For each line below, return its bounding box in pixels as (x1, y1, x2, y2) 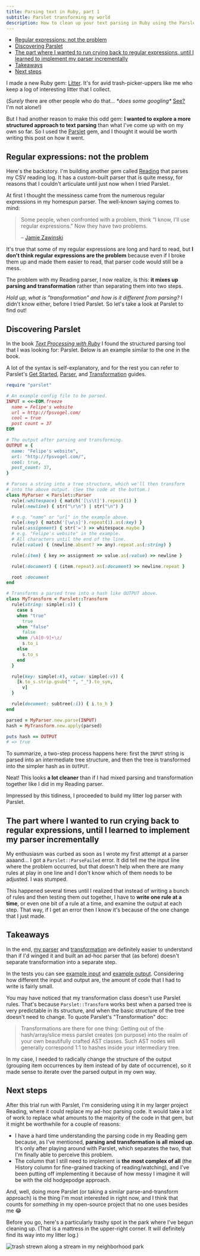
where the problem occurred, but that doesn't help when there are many (6, 863, 183, 870)
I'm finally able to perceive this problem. (14, 1151, 114, 1158)
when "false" (17, 624, 49, 630)
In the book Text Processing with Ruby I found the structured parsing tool (6, 340, 186, 347)
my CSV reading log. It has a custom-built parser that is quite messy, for (6, 174, 183, 181)
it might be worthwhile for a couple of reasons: (6, 1120, 121, 1128)
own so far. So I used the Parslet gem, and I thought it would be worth (6, 128, 177, 135)
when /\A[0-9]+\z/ (17, 635, 62, 641)
